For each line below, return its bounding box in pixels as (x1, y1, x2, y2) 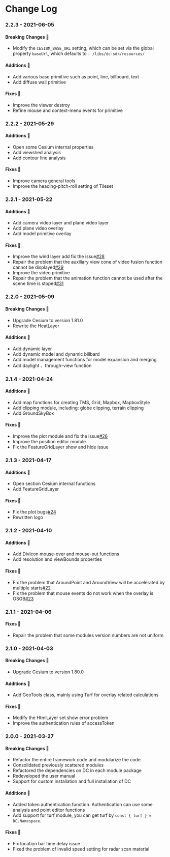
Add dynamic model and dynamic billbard (12, 351, 100, 357)
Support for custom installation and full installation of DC (12, 778, 131, 784)
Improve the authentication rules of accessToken (12, 720, 115, 726)
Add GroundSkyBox (12, 410, 54, 416)
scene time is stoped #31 (12, 280, 64, 287)
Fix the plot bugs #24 (12, 509, 56, 515)
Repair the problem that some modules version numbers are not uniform (12, 632, 164, 638)
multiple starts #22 (12, 585, 51, 591)
